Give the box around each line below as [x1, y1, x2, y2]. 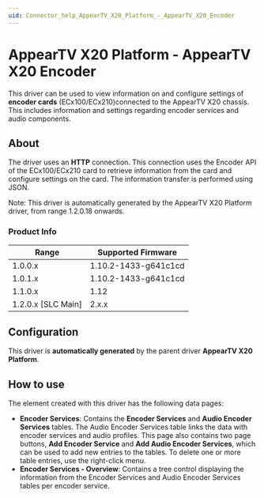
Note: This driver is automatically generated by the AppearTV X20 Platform [8, 198, 253, 208]
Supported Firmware [97, 247, 178, 258]
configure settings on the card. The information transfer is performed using [8, 175, 254, 184]
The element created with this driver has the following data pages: [8, 398, 224, 408]
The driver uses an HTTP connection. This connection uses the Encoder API [8, 157, 257, 167]
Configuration [8, 326, 79, 339]
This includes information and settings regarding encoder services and [8, 105, 239, 115]
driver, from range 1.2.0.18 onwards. [8, 206, 125, 216]
